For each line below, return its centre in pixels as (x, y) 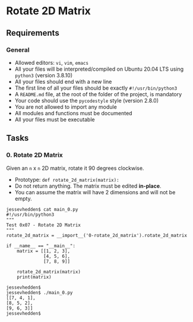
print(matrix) (34, 277)
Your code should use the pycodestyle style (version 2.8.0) (87, 100)
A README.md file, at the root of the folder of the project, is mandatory (98, 94)
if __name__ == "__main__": (41, 246)
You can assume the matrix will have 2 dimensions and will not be (95, 192)
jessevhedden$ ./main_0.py (39, 292)
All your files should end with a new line (63, 81)
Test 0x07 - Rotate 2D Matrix (44, 225)
